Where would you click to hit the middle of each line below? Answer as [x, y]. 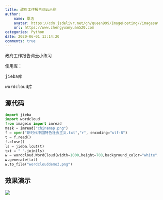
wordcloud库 [19, 86]
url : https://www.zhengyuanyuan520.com [54, 28]
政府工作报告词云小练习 [28, 55]
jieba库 [14, 76]
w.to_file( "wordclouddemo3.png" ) [39, 165]
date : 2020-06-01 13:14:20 [32, 37]
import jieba [18, 115]
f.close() [15, 142]
